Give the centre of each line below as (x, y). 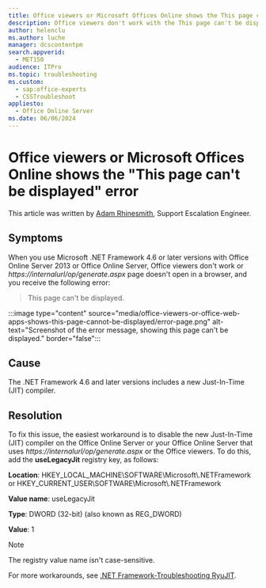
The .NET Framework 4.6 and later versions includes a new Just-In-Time (127, 382)
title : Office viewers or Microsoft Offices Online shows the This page (131, 15)
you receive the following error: (59, 283)
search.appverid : (37, 52)
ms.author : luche (37, 38)
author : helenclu (37, 30)
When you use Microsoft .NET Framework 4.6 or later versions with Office (129, 257)
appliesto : (26, 104)
